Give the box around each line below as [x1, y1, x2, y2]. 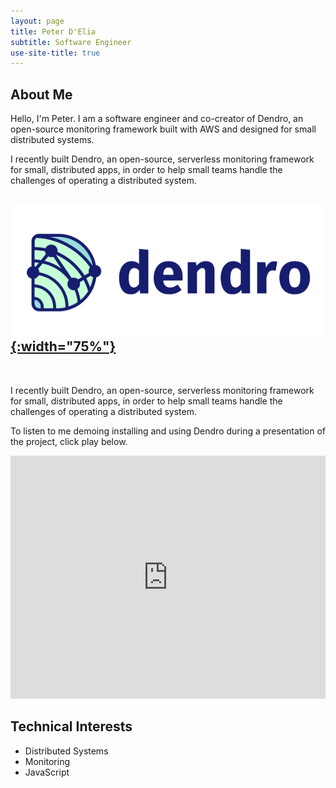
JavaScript [24, 766, 70, 778]
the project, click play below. [10, 435, 128, 447]
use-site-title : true [10, 48, 101, 58]
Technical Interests [10, 718, 133, 735]
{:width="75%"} [10, 338, 117, 355]
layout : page [10, 16, 65, 26]
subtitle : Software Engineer [10, 37, 132, 47]
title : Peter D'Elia [10, 26, 97, 37]
